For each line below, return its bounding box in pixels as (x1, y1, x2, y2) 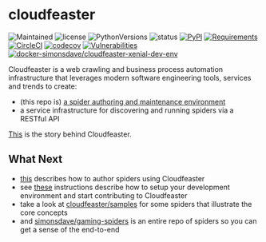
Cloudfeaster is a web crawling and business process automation (8, 64, 224, 73)
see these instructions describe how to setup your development (19, 182, 230, 192)
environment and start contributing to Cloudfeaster (19, 190, 188, 200)
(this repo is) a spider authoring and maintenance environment (19, 97, 226, 106)
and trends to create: (8, 81, 77, 91)
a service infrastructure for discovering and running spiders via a (19, 105, 234, 115)
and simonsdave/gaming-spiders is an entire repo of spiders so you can (19, 216, 257, 225)
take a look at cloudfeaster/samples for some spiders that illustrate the (19, 199, 252, 208)
